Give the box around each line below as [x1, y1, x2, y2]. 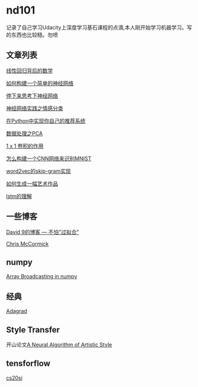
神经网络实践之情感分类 [6, 105, 63, 112]
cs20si [6, 374, 22, 381]
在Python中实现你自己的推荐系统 [6, 117, 86, 124]
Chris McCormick [6, 240, 49, 247]
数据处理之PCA [6, 129, 43, 136]
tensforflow [6, 359, 51, 369]
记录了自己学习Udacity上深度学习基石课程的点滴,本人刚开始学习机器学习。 [6, 24, 187, 31]
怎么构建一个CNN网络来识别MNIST [6, 155, 92, 162]
